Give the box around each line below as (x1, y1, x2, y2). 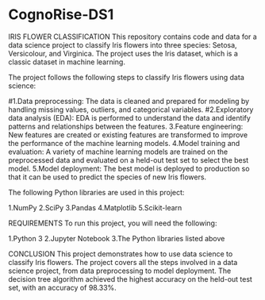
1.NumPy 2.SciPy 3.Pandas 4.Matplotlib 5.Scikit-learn (8, 202, 182, 212)
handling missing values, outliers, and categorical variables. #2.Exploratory (8, 105, 254, 114)
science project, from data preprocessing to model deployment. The (8, 266, 232, 275)
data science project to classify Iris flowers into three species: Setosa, (8, 40, 237, 49)
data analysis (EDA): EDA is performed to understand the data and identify (8, 113, 252, 122)
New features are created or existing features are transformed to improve (8, 129, 248, 140)
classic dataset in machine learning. (8, 57, 125, 67)
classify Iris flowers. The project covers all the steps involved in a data (8, 257, 238, 267)
